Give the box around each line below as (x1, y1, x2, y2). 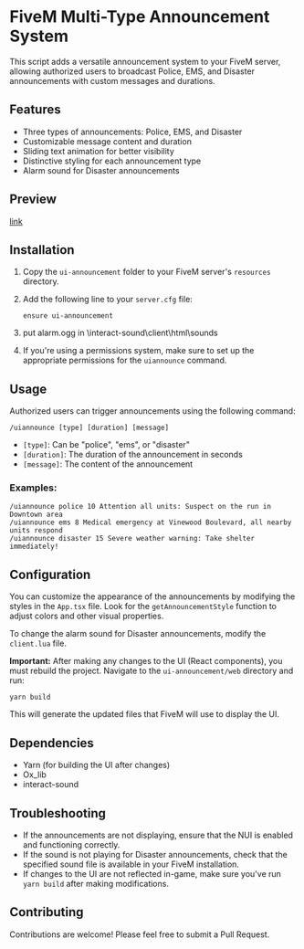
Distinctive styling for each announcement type (22, 155, 202, 166)
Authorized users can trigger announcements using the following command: (9, 406, 296, 417)
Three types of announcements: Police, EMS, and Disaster (22, 126, 243, 137)
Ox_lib (22, 769, 47, 780)
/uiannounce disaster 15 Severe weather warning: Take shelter (9, 534, 256, 543)
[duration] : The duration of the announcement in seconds (22, 449, 244, 460)
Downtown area (9, 510, 64, 520)
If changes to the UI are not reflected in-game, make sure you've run (22, 868, 281, 879)
